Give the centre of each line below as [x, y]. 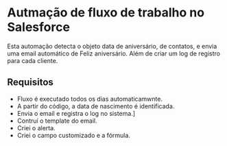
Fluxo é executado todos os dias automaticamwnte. [90, 99]
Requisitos [30, 83]
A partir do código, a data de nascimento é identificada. [96, 106]
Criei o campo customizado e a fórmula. [73, 135]
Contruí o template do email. [57, 121]
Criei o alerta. [36, 127]
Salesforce [39, 27]
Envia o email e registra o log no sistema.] [76, 113]
